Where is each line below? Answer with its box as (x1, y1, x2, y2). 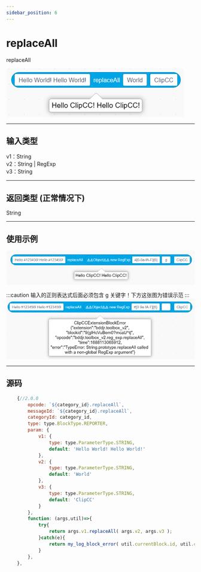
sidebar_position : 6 (6, 10, 58, 16)
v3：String (6, 168, 33, 175)
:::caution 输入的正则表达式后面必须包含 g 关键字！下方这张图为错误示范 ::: (6, 291, 190, 299)
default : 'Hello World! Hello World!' (48, 446, 146, 452)
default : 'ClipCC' (48, 496, 95, 503)
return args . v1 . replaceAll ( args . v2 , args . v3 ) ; (48, 529, 172, 535)
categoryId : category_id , (28, 415, 93, 421)
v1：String (6, 153, 32, 160)
